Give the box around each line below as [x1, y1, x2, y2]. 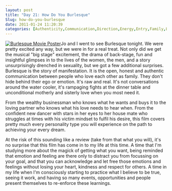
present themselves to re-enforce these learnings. [5, 180, 112, 186]
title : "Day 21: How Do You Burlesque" [5, 12, 91, 17]
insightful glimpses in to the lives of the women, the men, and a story [5, 57, 151, 63]
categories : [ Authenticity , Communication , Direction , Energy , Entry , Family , [5, 27, 166, 32]
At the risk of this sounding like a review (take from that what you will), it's [5, 137, 161, 143]
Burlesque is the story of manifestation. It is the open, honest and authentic [5, 68, 164, 74]
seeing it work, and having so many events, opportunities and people [5, 175, 151, 181]
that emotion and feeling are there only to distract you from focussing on [5, 153, 159, 159]
